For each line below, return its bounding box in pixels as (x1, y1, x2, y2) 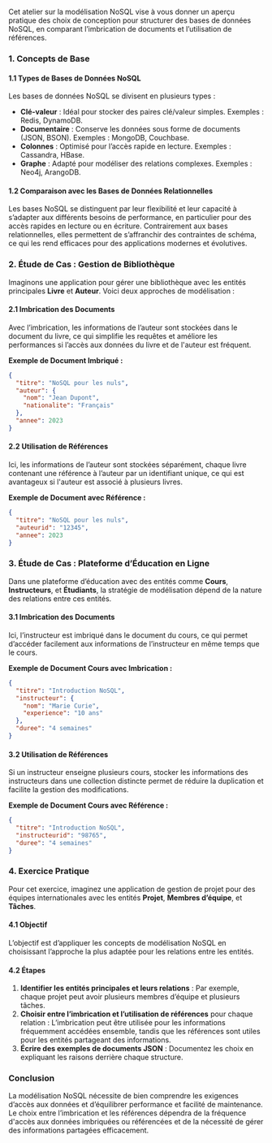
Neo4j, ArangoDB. (19, 167, 81, 177)
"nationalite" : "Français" (23, 401, 114, 409)
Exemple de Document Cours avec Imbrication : (8, 663, 173, 673)
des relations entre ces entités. (8, 593, 112, 604)
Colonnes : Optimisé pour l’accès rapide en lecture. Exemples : (19, 141, 231, 151)
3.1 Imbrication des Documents (8, 613, 115, 622)
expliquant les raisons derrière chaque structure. (19, 1052, 183, 1063)
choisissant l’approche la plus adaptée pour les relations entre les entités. (8, 946, 254, 956)
